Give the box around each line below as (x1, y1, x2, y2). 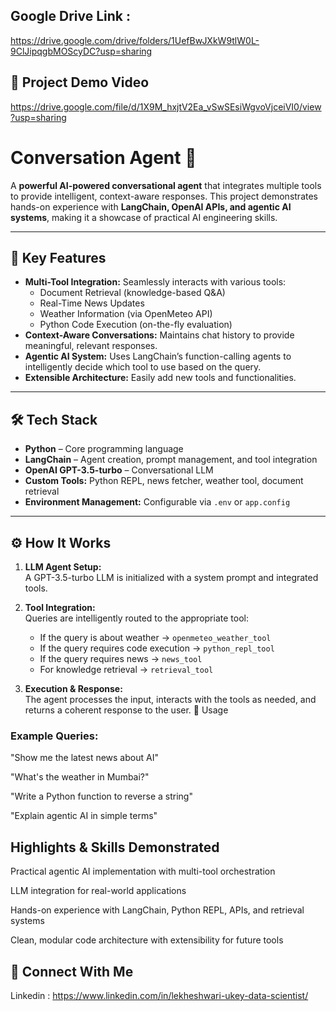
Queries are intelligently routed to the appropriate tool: (24, 612, 249, 624)
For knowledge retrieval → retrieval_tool (39, 664, 214, 675)
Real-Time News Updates (39, 297, 145, 309)
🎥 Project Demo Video (10, 74, 150, 91)
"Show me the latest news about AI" (10, 752, 159, 764)
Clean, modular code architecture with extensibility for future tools (10, 934, 284, 946)
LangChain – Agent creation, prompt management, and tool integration (24, 454, 318, 466)
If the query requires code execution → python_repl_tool (39, 642, 275, 654)
